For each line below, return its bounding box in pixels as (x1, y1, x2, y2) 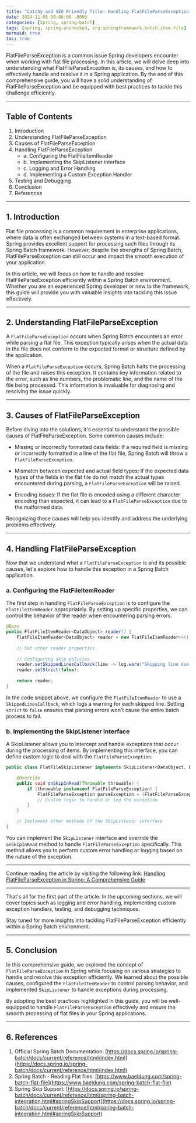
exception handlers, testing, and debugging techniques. (6, 905, 141, 912)
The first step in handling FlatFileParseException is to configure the (6, 600, 170, 607)
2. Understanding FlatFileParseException (6, 318, 159, 328)
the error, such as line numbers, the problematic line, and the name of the (6, 376, 183, 383)
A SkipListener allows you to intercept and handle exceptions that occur (6, 741, 179, 748)
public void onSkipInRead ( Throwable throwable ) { (16, 780, 140, 786)
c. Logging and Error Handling (23, 165, 96, 172)
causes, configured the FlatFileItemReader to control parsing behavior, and (6, 979, 188, 986)
